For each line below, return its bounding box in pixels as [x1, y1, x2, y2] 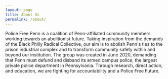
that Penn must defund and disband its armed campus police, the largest [5, 57, 157, 63]
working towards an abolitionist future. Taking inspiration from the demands [5, 36, 163, 42]
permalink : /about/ [5, 17, 47, 22]
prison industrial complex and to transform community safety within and [5, 46, 155, 53]
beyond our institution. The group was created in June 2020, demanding [5, 52, 157, 58]
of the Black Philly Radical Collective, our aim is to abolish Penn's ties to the [5, 41, 163, 47]
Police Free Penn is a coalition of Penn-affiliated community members [5, 31, 151, 37]
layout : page [5, 7, 33, 13]
